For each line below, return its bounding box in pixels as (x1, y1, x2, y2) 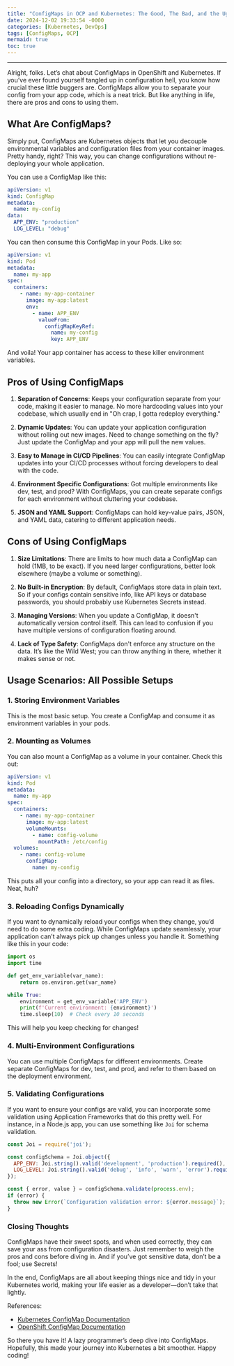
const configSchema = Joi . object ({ (7, 1154, 111, 1161)
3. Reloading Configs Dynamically (7, 901, 125, 911)
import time (7, 960, 42, 967)
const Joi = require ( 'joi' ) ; (7, 1140, 92, 1148)
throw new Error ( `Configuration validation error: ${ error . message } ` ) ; (13, 1198, 226, 1205)
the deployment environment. (7, 1072, 92, 1080)
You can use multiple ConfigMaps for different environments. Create (7, 1056, 203, 1066)
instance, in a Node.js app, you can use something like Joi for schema (7, 1119, 209, 1128)
